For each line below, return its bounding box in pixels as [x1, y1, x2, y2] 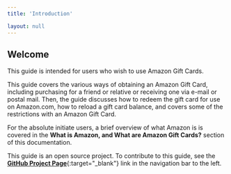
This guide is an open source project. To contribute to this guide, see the [7, 152, 216, 160]
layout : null [7, 22, 45, 30]
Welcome [7, 48, 49, 60]
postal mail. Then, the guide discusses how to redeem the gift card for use [7, 95, 221, 104]
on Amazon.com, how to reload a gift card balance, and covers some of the [7, 102, 223, 111]
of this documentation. [7, 139, 72, 147]
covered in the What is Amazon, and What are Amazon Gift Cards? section [7, 131, 225, 139]
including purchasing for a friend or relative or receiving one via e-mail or [7, 88, 217, 96]
